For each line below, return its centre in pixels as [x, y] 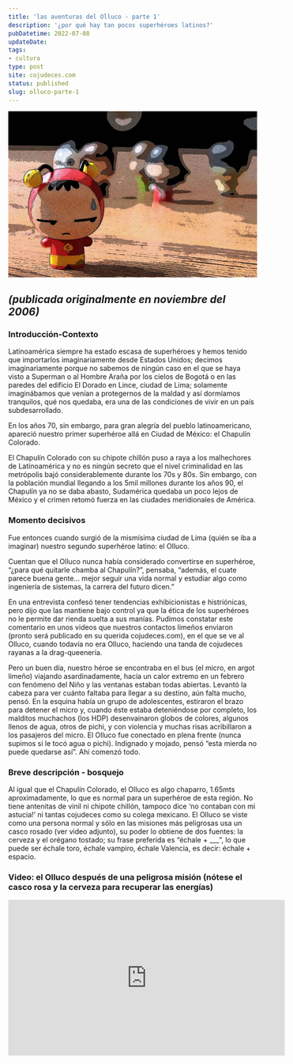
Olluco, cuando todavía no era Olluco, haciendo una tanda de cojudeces [126, 644]
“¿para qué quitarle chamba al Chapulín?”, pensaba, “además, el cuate [122, 570]
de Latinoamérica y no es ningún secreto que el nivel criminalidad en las [126, 466]
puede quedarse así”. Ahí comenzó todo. [74, 752]
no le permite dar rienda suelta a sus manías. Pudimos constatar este [121, 619]
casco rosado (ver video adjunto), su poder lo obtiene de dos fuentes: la [126, 831]
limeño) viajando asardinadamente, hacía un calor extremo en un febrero [126, 676]
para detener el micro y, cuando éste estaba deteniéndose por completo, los [133, 710]
